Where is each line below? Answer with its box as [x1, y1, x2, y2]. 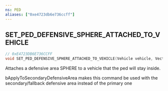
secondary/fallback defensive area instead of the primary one [5, 80, 132, 86]
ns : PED [5, 7, 21, 12]
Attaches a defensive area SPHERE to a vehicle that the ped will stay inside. [5, 65, 161, 71]
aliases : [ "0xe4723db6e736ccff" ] [5, 12, 75, 17]
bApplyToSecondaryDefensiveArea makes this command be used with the [5, 75, 158, 81]
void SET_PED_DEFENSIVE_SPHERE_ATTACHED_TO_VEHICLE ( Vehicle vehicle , [5, 56, 153, 61]
